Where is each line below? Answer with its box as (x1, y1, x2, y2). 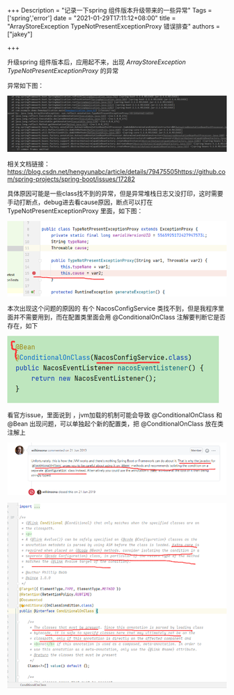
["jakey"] (7, 30, 33, 38)
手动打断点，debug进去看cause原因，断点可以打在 (7, 198, 153, 206)
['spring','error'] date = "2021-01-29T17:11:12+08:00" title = (7, 14, 176, 22)
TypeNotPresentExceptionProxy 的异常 (7, 67, 119, 75)
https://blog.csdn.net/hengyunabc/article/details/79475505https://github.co (7, 167, 226, 175)
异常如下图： (7, 81, 44, 89)
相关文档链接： (7, 159, 50, 168)
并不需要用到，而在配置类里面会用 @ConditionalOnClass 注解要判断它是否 (13, 313, 226, 322)
